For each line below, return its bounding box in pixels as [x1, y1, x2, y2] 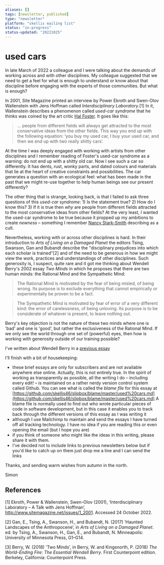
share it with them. [12, 437, 50, 443]
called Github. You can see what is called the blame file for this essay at [12, 385, 158, 391]
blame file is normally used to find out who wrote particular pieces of [12, 400, 151, 407]
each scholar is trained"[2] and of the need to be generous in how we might [5, 250, 158, 256]
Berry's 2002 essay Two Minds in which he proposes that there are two [5, 266, 149, 271]
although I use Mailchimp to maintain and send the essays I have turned [12, 416, 157, 422]
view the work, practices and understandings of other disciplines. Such [5, 255, 149, 261]
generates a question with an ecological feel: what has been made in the [5, 173, 151, 179]
